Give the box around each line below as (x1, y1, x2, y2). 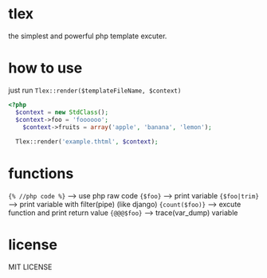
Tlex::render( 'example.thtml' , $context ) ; (15, 138, 159, 146)
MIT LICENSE (8, 262, 53, 272)
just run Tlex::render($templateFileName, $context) (8, 85, 182, 95)
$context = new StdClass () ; (15, 108, 109, 116)
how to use (8, 59, 83, 77)
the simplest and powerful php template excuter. (8, 31, 167, 41)
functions (8, 165, 74, 183)
